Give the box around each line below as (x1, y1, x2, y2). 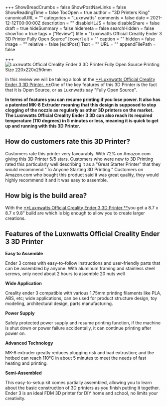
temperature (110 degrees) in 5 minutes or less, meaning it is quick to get (5, 118, 159, 123)
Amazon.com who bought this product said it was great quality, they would (5, 172, 159, 178)
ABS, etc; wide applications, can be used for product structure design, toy (5, 296, 158, 302)
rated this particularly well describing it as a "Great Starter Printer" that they (5, 161, 161, 167)
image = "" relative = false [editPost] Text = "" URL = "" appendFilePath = (5, 41, 156, 47)
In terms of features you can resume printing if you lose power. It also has (5, 97, 161, 102)
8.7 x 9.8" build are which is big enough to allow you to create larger (5, 210, 146, 216)
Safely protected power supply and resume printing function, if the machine (5, 320, 161, 326)
